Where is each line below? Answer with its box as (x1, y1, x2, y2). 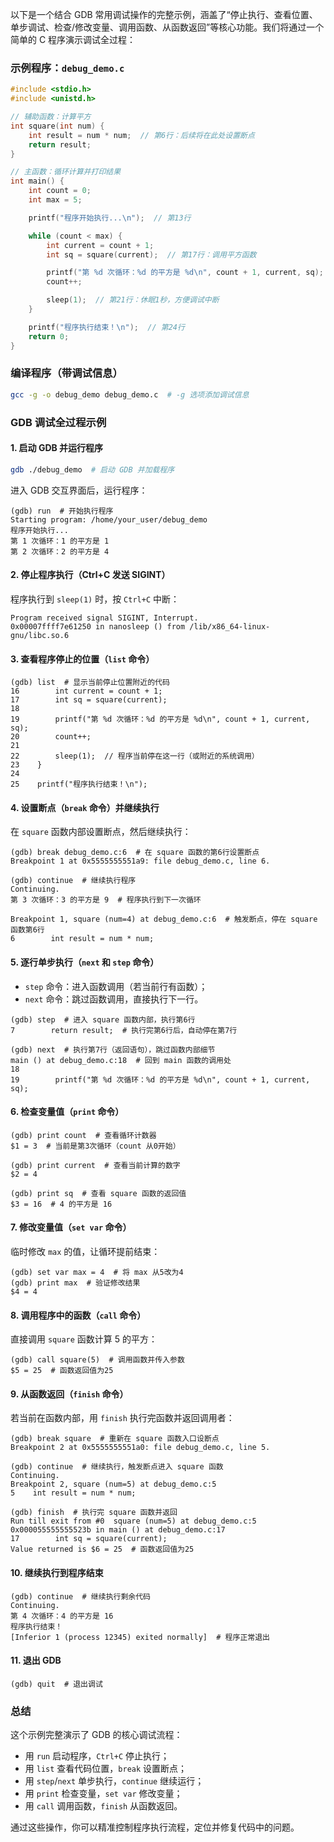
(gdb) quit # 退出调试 (10, 1679, 103, 1689)
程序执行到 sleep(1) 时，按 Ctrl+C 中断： (10, 593, 180, 605)
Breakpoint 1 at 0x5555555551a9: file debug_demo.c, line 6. (10, 856, 271, 867)
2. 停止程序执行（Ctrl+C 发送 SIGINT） (10, 569, 171, 581)
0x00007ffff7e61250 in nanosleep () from (10, 621, 186, 632)
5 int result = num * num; (10, 1488, 137, 1498)
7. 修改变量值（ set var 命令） (10, 1221, 132, 1233)
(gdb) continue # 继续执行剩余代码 (10, 1591, 151, 1602)
